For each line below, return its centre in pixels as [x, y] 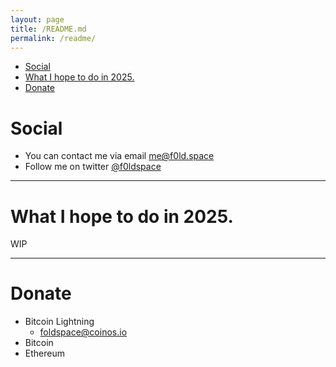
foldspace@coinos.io [83, 332]
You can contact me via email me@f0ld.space [119, 156]
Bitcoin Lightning [59, 322]
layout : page [37, 19]
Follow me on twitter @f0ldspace [93, 167]
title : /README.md [48, 29]
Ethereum [44, 353]
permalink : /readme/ [53, 38]
